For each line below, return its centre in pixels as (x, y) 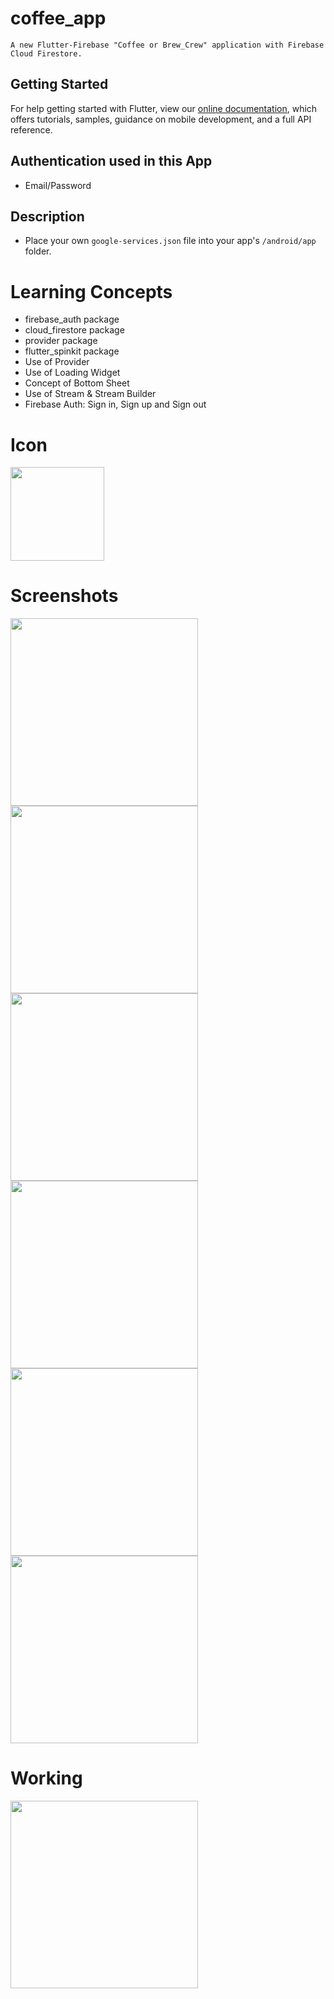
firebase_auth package (72, 319)
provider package (61, 341)
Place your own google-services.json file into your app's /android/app (170, 241)
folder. (38, 251)
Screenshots (64, 596)
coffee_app (58, 18)
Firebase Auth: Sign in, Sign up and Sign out (115, 404)
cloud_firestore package (74, 330)
